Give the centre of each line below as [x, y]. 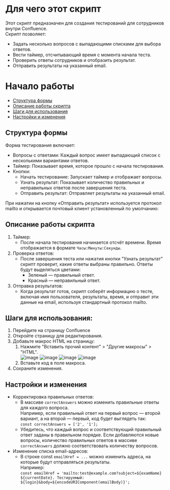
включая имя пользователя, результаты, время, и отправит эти [89, 297]
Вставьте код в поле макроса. [53, 363]
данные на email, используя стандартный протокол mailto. [84, 302]
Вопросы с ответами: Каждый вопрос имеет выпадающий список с [87, 155]
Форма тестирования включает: [40, 145]
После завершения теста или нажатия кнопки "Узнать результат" [91, 258]
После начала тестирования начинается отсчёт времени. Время [91, 242]
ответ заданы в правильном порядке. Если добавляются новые [90, 435]
